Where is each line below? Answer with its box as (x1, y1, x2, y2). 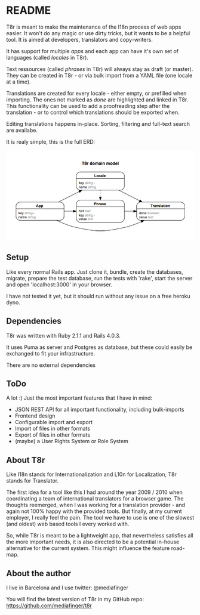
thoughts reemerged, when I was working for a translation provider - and (6, 502, 186, 509)
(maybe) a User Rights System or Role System (14, 438, 128, 445)
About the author (6, 568, 72, 579)
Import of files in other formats (14, 425, 91, 432)
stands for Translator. (6, 477, 59, 484)
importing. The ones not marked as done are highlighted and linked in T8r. (6, 96, 189, 103)
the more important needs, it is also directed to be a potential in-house (6, 538, 180, 546)
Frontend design (14, 412, 56, 419)
